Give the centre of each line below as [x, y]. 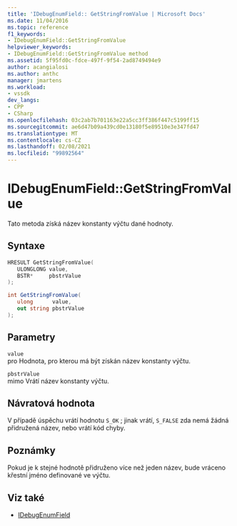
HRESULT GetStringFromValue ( [51, 262]
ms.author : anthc [33, 74]
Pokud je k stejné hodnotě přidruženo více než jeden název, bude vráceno [117, 467]
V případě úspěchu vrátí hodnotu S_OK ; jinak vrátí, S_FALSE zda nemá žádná [118, 420]
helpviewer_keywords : [40, 47]
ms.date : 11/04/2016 [38, 21]
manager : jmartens [35, 80]
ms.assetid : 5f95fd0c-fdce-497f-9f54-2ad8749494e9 [84, 61]
